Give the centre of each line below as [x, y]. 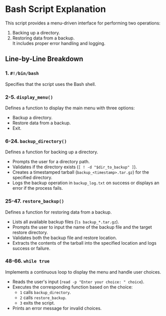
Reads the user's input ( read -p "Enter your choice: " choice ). [78, 282]
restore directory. [30, 232]
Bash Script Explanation [55, 9]
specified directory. [32, 178]
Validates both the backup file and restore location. [65, 238]
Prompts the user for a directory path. [51, 162]
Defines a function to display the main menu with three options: [70, 108]
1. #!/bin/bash [22, 73]
